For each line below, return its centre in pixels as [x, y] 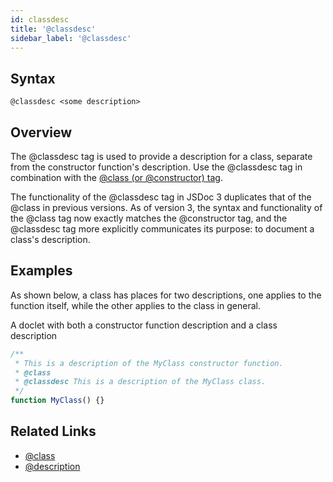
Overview [41, 132]
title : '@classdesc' [53, 29]
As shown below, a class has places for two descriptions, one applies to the [166, 295]
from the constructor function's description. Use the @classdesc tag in [156, 167]
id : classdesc [40, 19]
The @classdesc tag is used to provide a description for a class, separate [161, 156]
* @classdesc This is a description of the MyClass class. [140, 382]
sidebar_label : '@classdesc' [71, 38]
